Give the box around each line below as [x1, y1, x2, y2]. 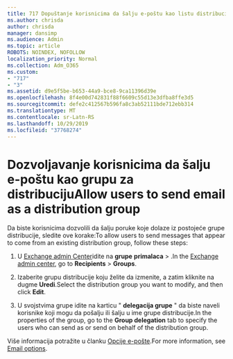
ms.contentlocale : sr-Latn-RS [7, 113, 95, 120]
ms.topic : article [7, 42, 60, 49]
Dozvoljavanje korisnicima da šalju [7, 157, 211, 173]
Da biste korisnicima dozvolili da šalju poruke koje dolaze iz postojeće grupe [7, 224, 225, 232]
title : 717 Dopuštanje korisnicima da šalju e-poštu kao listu [7, 10, 194, 17]
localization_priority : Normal [7, 56, 98, 63]
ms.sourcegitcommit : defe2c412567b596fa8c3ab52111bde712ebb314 [7, 101, 194, 108]
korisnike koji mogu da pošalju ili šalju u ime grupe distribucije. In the [17, 309, 212, 317]
